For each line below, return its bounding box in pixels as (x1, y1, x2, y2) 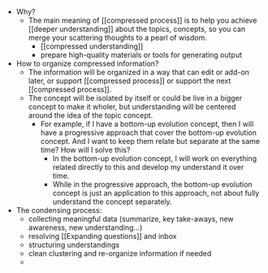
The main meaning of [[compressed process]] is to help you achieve (28, 15, 257, 25)
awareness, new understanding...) (28, 223, 143, 232)
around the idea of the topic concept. (28, 110, 153, 120)
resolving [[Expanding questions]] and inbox (28, 232, 177, 240)
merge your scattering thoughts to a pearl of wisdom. (28, 32, 207, 42)
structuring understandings (28, 240, 120, 249)
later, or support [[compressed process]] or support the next (28, 76, 231, 85)
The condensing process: (15, 206, 102, 214)
